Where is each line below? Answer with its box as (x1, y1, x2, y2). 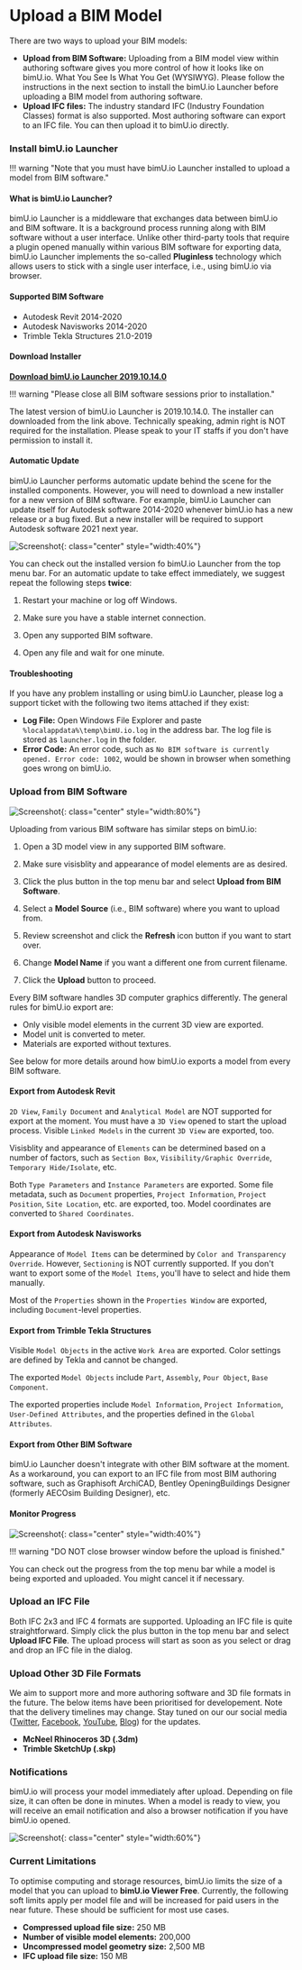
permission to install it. (9, 435, 93, 445)
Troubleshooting (9, 668, 74, 679)
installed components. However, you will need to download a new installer (9, 485, 284, 496)
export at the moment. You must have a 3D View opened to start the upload (9, 1115, 287, 1126)
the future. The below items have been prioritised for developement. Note (9, 1697, 283, 1709)
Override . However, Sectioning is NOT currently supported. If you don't (9, 1258, 275, 1269)
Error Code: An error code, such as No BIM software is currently (22, 744, 270, 755)
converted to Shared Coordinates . (9, 1207, 134, 1218)
